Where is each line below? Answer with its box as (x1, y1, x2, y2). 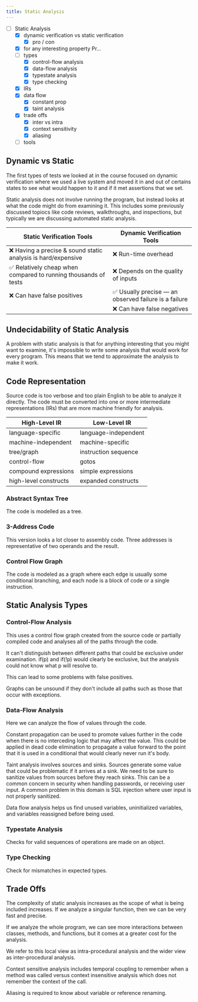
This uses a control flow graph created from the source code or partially (6, 632, 181, 639)
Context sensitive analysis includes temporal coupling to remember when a (6, 965, 189, 972)
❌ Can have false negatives (112, 304, 189, 312)
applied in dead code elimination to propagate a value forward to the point (6, 743, 186, 750)
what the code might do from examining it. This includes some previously (6, 202, 184, 209)
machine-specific (80, 439, 130, 447)
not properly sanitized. (6, 792, 61, 800)
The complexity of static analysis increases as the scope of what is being (6, 900, 184, 907)
